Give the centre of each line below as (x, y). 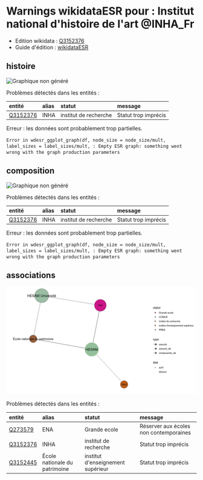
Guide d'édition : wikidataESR (52, 47)
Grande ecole (101, 429)
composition (31, 171)
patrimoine (56, 468)
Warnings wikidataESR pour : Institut (100, 11)
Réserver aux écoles (165, 426)
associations (31, 275)
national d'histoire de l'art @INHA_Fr (100, 24)
